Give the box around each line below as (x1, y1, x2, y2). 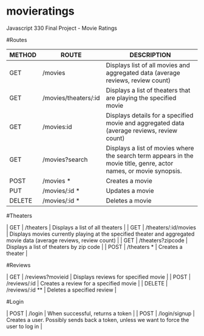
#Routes (6, 36, 27, 43)
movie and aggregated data (106, 119, 185, 127)
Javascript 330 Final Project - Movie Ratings (6, 24, 117, 32)
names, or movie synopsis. (106, 166, 182, 175)
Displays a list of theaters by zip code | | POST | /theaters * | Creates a (6, 243, 183, 250)
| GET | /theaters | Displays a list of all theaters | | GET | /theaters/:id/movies (6, 223, 196, 231)
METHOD (9, 51, 37, 59)
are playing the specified (106, 93, 177, 102)
